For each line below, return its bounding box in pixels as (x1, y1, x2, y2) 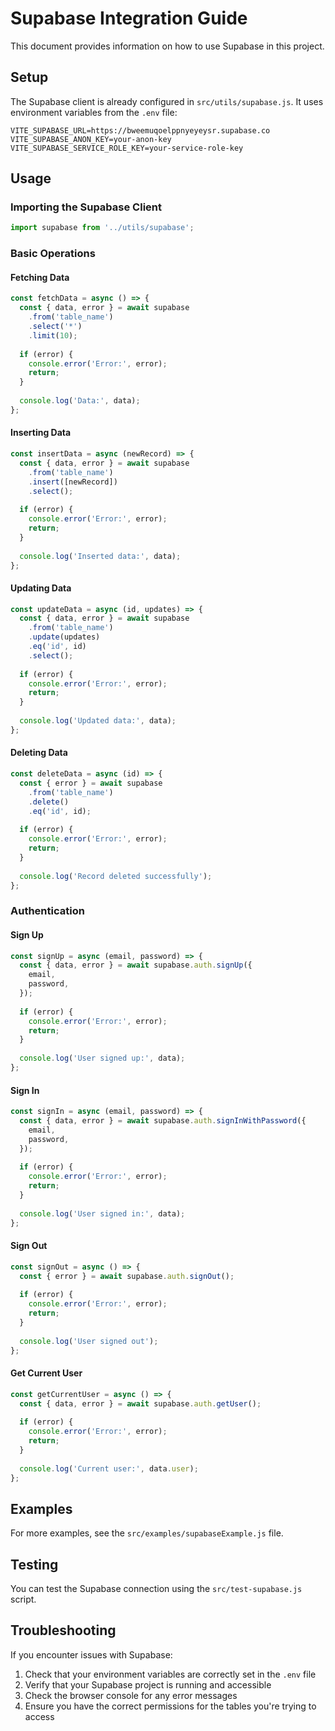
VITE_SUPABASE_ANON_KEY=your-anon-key (10, 134, 172, 144)
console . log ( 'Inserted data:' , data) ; (19, 551, 182, 561)
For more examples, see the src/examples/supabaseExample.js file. (10, 1527, 284, 1539)
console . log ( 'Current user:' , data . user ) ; (19, 1463, 199, 1474)
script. (10, 1593, 37, 1606)
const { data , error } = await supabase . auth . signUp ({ (19, 960, 253, 971)
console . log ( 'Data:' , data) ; (19, 396, 141, 406)
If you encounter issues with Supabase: (10, 1648, 173, 1661)
